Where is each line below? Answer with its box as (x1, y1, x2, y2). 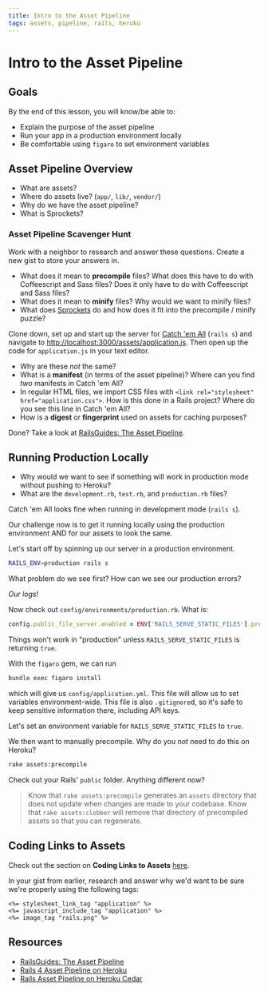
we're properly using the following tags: (8, 884, 140, 893)
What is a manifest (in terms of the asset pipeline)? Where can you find (19, 369, 255, 380)
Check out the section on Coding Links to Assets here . (8, 860, 190, 870)
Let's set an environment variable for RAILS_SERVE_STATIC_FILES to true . (8, 721, 243, 731)
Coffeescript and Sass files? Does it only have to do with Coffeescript (19, 279, 249, 289)
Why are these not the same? (19, 361, 116, 371)
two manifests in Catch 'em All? (19, 378, 124, 388)
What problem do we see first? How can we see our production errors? (8, 574, 242, 583)
